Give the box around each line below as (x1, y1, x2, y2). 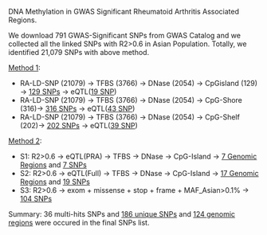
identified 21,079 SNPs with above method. (8, 48, 150, 57)
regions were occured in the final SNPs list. (8, 218, 150, 227)
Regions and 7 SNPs (19, 160, 88, 170)
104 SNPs (19, 194, 53, 203)
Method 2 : (8, 136, 42, 146)
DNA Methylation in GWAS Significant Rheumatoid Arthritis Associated (8, 7, 240, 16)
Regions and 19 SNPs (19, 177, 90, 186)
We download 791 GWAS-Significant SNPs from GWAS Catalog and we (8, 31, 241, 40)
